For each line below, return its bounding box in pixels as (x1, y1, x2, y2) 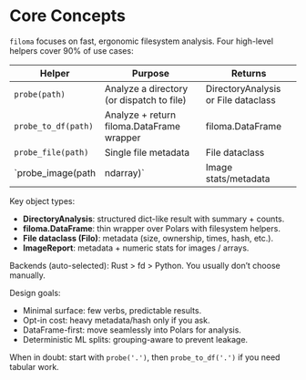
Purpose (131, 67, 170, 79)
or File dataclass (205, 93, 276, 106)
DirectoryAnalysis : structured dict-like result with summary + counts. (22, 213, 285, 224)
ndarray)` (104, 166, 145, 179)
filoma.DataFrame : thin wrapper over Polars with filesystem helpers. (22, 222, 280, 233)
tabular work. (9, 361, 59, 372)
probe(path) (14, 88, 66, 99)
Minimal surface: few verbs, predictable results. (22, 304, 202, 315)
